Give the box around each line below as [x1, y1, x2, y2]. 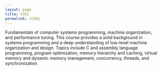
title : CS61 [5, 12, 29, 17]
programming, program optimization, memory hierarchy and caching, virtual [5, 50, 157, 56]
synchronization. [5, 60, 39, 66]
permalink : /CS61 [5, 16, 40, 21]
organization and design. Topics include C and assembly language [5, 45, 139, 51]
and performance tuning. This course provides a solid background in [5, 35, 143, 40]
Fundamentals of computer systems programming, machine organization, [5, 30, 152, 35]
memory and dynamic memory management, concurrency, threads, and [5, 55, 149, 61]
